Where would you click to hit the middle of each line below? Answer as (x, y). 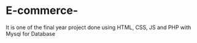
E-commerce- (42, 11)
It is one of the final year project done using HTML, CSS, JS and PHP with (98, 27)
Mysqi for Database (31, 33)
